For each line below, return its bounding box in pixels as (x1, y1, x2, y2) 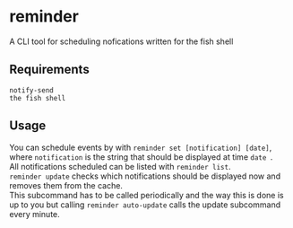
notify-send (9, 85, 54, 95)
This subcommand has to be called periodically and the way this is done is (9, 189, 284, 200)
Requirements (9, 62, 90, 77)
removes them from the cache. (9, 180, 124, 190)
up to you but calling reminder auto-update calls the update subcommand (9, 199, 280, 210)
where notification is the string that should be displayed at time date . (9, 151, 273, 162)
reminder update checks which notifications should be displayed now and (9, 171, 280, 181)
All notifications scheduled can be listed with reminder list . (9, 161, 231, 171)
